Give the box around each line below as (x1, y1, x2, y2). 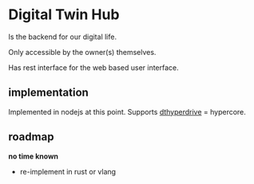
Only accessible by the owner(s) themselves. (8, 47, 157, 57)
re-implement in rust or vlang (19, 166, 117, 176)
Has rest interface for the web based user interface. (8, 62, 180, 72)
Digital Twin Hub (8, 6, 120, 24)
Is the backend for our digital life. (8, 32, 117, 41)
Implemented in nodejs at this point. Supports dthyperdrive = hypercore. (8, 107, 246, 116)
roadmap (8, 130, 54, 144)
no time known (8, 151, 58, 161)
